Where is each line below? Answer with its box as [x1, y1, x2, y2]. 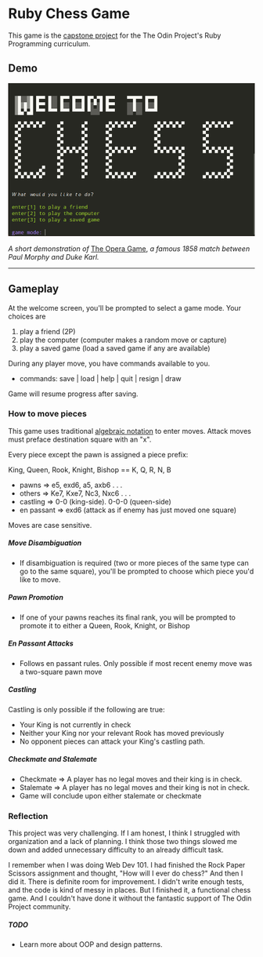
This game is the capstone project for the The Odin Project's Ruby [8, 31, 222, 40]
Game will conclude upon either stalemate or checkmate [19, 791, 202, 800]
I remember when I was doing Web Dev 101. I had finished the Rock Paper [8, 860, 246, 869]
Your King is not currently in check [19, 719, 131, 730]
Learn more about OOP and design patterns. [19, 939, 163, 949]
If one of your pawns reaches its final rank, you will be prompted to [19, 613, 236, 622]
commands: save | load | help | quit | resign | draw [19, 373, 182, 383]
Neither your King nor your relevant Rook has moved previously [19, 728, 225, 737]
